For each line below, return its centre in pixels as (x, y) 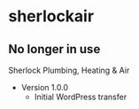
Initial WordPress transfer (81, 97)
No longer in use (54, 49)
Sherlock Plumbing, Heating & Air (69, 70)
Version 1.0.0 (44, 87)
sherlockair (51, 16)
